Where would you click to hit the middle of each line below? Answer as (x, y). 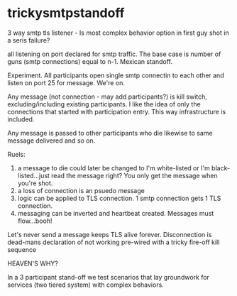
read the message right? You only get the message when (134, 175)
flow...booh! (35, 221)
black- (221, 168)
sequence (22, 249)
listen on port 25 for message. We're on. (66, 82)
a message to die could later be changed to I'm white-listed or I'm (114, 168)
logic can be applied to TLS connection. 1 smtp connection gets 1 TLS (119, 198)
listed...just (33, 175)
